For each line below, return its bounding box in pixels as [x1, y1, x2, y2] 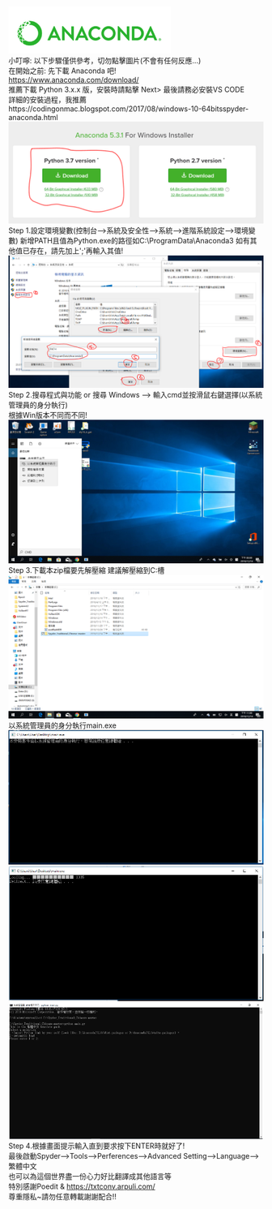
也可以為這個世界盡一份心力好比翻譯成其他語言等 [8, 1171, 172, 1181]
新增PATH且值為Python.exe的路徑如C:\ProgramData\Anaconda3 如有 [19, 235, 250, 245]
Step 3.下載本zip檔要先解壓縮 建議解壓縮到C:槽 [8, 565, 165, 574]
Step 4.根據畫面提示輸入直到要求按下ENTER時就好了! [8, 1141, 185, 1151]
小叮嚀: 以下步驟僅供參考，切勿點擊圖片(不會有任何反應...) [8, 56, 202, 65]
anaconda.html [8, 113, 58, 122]
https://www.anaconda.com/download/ [8, 75, 139, 84]
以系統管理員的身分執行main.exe [8, 721, 117, 730]
